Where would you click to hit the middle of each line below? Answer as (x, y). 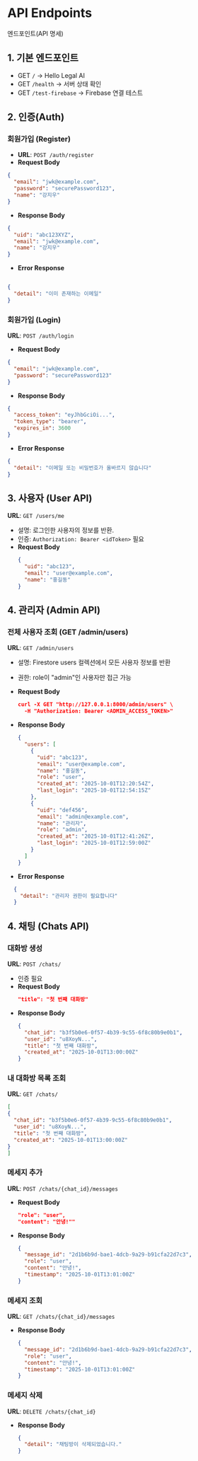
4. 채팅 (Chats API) (48, 926)
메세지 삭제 (25, 1395)
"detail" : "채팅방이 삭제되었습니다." (73, 1445)
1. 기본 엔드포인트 (43, 58)
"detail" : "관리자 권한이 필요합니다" (69, 896)
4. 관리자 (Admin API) (54, 610)
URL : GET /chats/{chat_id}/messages (61, 1317)
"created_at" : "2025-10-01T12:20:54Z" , (95, 784)
